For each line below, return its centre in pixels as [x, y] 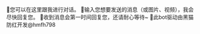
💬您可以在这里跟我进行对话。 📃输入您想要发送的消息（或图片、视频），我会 [100, 9]
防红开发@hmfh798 [31, 25]
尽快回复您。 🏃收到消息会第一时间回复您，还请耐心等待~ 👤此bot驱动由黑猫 [100, 17]
